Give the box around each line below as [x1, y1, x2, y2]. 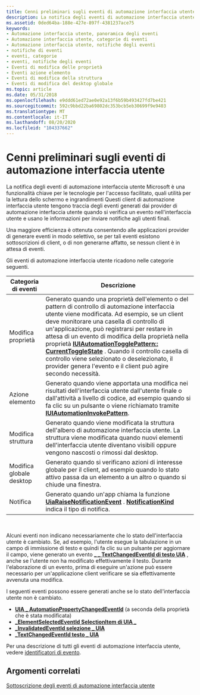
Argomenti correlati [6, 666, 80, 677]
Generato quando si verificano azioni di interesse [45, 458, 183, 466]
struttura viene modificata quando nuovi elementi [45, 433, 183, 442]
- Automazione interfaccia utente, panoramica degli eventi [6, 31, 159, 37]
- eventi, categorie [6, 53, 58, 59]
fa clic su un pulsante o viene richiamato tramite [45, 401, 180, 409]
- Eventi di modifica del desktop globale [6, 81, 113, 87]
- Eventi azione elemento [6, 70, 70, 76]
